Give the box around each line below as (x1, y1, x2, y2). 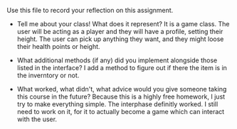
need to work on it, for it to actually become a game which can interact (16, 108, 225, 116)
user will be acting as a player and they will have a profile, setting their (16, 28, 223, 35)
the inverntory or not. (16, 71, 80, 79)
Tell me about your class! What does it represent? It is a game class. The (16, 20, 230, 28)
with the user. (16, 115, 58, 123)
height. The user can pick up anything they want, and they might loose (16, 35, 224, 43)
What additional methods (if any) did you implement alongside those (16, 56, 218, 64)
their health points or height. (16, 43, 100, 50)
